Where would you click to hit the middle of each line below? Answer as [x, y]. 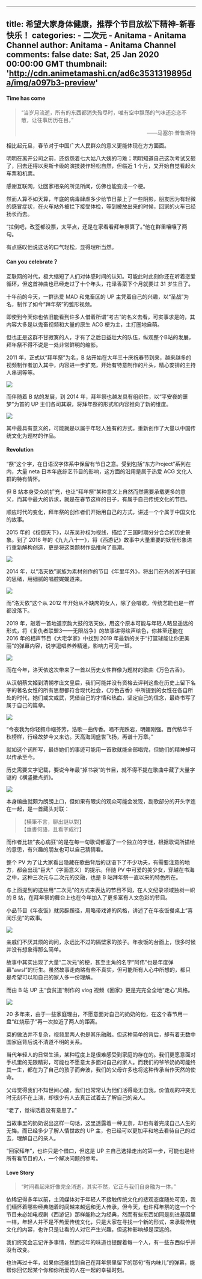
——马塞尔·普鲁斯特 [171, 132]
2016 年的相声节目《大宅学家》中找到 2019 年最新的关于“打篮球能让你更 [95, 638]
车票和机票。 [22, 173]
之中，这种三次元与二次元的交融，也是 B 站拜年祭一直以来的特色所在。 [94, 877]
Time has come [26, 98]
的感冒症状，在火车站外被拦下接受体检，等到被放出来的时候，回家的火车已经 [101, 206]
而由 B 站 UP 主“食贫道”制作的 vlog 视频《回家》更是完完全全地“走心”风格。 [100, 990]
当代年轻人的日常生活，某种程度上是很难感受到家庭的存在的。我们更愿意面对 [101, 1055]
